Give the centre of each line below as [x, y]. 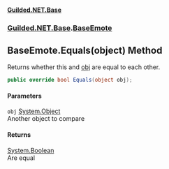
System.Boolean [31, 150]
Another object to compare [46, 119]
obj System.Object [34, 111]
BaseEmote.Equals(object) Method [85, 50]
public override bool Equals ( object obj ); [70, 80]
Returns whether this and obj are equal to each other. [84, 67]
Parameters [24, 96]
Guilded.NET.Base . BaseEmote [60, 28]
